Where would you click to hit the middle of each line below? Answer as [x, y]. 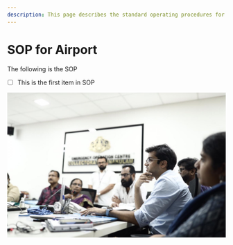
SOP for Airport [52, 49]
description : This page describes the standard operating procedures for [116, 15]
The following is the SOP [42, 69]
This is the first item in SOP [56, 82]
